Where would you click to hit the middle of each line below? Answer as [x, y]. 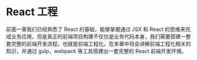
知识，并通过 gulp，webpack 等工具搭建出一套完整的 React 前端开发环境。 [96, 51]
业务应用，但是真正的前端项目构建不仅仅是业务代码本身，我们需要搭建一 [98, 36]
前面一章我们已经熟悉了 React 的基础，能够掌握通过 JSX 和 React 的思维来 [96, 29]
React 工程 [32, 12]
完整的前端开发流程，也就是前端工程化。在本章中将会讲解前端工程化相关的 [101, 44]
